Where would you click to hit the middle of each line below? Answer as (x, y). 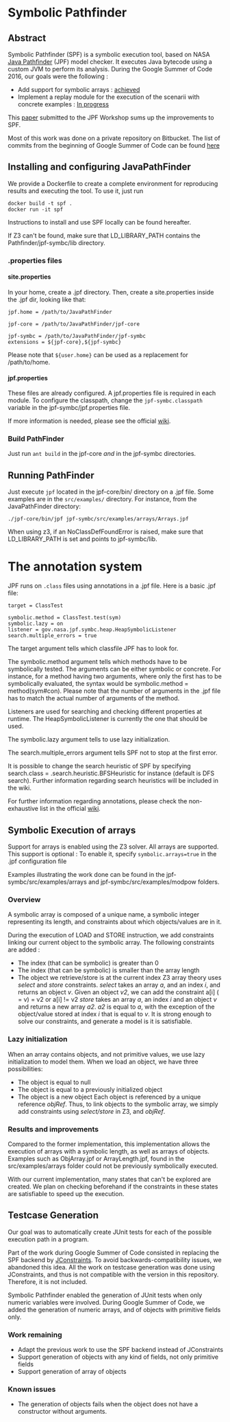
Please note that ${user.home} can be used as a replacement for (98, 354)
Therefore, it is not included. (48, 1281)
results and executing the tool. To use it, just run (76, 191)
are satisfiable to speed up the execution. (66, 1193)
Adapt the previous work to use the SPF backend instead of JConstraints (120, 1350)
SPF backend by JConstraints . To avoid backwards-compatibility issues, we (115, 1260)
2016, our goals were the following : (58, 76)
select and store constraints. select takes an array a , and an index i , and (119, 985)
